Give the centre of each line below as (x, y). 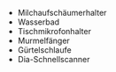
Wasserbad (39, 22)
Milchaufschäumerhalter (62, 13)
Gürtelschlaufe (45, 50)
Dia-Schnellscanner (54, 59)
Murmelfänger (44, 40)
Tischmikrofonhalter (54, 31)
